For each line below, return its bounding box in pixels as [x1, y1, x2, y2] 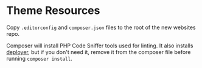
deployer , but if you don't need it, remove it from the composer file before [6, 48, 191, 55]
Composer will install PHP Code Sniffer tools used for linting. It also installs [6, 42, 193, 49]
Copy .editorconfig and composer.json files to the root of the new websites [6, 24, 196, 31]
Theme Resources [6, 4, 100, 18]
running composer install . [6, 55, 72, 62]
